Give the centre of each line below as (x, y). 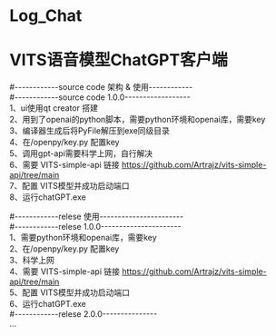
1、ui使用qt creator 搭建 (54, 108)
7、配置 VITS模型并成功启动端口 (69, 186)
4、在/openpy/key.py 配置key (64, 143)
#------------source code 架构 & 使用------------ (101, 87)
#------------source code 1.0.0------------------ (100, 97)
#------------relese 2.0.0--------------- (84, 314)
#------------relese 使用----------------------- (97, 217)
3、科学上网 (32, 261)
